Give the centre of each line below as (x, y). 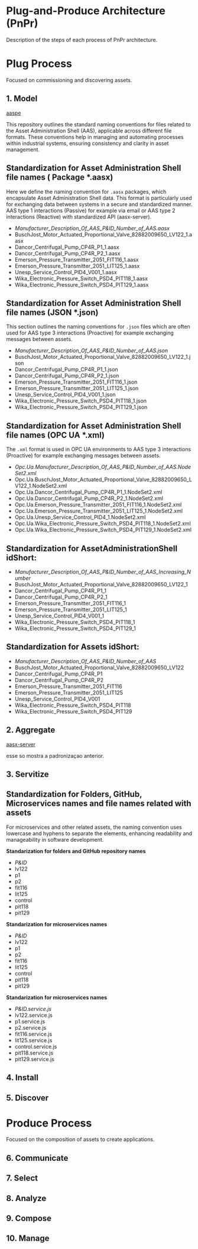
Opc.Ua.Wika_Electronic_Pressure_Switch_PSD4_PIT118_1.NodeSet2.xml (103, 524)
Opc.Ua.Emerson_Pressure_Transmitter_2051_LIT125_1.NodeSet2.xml (99, 511)
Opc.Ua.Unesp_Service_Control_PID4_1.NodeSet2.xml (80, 517)
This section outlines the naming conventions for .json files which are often (98, 327)
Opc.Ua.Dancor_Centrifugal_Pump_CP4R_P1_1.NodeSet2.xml (88, 492)
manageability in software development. (55, 839)
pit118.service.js (34, 1053)
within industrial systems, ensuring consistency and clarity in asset (87, 143)
